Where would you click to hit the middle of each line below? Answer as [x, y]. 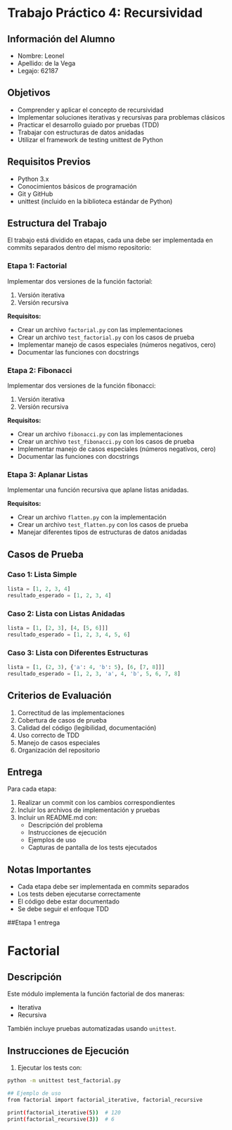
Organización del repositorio [59, 750]
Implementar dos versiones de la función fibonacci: [82, 386]
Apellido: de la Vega [46, 63]
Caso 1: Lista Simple [42, 574]
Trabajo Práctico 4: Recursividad [105, 13]
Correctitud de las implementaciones [71, 713]
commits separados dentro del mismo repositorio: [79, 248]
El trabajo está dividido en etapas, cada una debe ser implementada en [110, 240]
